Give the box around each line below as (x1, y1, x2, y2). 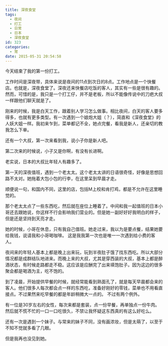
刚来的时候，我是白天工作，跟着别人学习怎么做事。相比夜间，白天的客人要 (5, 108, 158, 114)
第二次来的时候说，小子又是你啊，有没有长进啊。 (5, 148, 106, 154)
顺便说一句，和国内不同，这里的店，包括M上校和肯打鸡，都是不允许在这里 (5, 186, 158, 192)
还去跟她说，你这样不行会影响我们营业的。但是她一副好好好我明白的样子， (9, 209, 163, 215)
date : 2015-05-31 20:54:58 (5, 53, 61, 59)
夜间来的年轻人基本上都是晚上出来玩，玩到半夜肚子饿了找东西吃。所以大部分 (5, 249, 163, 255)
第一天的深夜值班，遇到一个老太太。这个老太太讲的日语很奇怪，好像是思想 (5, 169, 158, 175)
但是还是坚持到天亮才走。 (5, 215, 58, 221)
